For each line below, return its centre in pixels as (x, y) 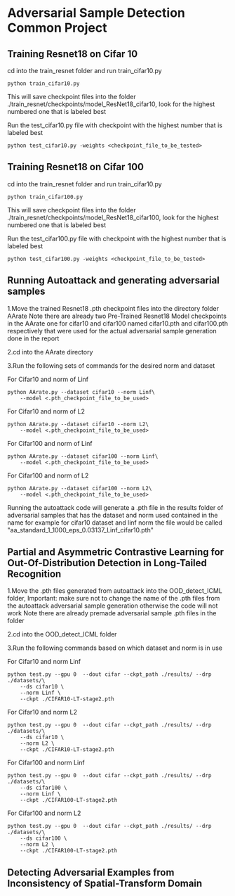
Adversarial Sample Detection (96, 13)
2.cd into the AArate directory (50, 352)
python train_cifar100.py (45, 197)
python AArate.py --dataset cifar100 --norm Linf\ (83, 456)
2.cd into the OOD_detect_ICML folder (62, 634)
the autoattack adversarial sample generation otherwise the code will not (113, 606)
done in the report (33, 338)
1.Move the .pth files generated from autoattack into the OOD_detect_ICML (115, 591)
